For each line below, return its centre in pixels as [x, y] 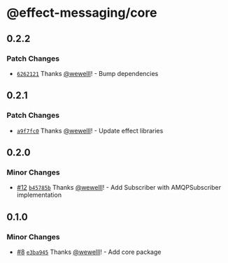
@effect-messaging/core [82, 13]
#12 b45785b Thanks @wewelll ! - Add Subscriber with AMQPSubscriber [119, 188]
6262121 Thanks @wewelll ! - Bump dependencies [87, 73]
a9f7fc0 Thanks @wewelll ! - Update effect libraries [90, 130]
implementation [39, 195]
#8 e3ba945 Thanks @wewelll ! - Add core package [89, 252]
